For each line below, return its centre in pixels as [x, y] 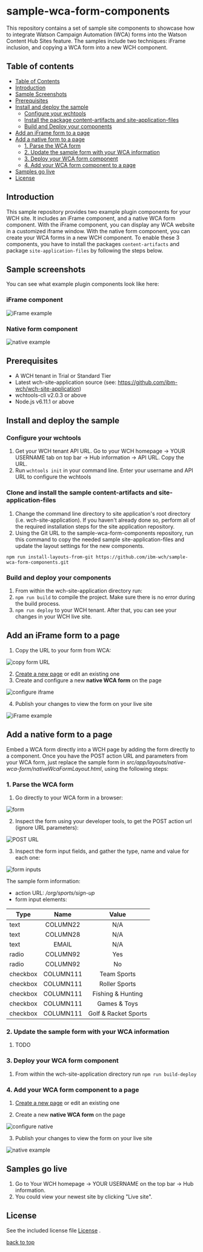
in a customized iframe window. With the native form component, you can [98, 231]
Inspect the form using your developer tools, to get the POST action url [103, 821]
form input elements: [41, 899]
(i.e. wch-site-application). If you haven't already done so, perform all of [105, 520]
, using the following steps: [135, 768]
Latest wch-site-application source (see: [66, 382]
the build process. [38, 604]
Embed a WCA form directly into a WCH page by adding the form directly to [101, 749]
